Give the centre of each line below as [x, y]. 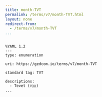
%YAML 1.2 [15, 46]
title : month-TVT [23, 10]
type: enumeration [24, 55]
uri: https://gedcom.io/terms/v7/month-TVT [51, 64]
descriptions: [20, 81]
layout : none [19, 19]
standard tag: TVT [24, 73]
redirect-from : [21, 24]
